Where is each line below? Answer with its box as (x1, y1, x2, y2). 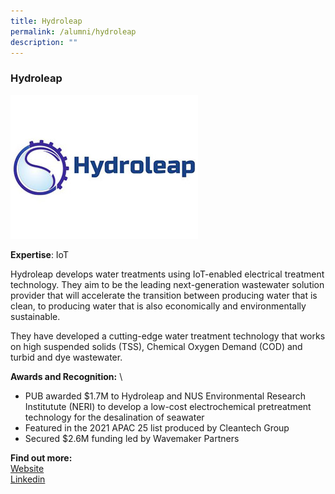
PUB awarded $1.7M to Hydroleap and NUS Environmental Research (24, 390, 306, 402)
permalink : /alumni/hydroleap (10, 26, 137, 37)
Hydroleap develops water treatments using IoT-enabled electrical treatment (10, 268, 325, 280)
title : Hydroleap (10, 16, 83, 26)
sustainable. (10, 310, 61, 322)
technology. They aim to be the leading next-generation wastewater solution (10, 278, 325, 290)
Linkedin (10, 473, 46, 485)
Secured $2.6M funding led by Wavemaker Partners (24, 432, 240, 444)
